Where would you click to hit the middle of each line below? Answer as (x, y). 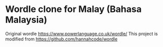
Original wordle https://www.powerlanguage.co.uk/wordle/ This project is (82, 33)
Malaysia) (26, 20)
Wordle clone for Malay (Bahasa (73, 9)
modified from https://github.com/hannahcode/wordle (61, 39)
